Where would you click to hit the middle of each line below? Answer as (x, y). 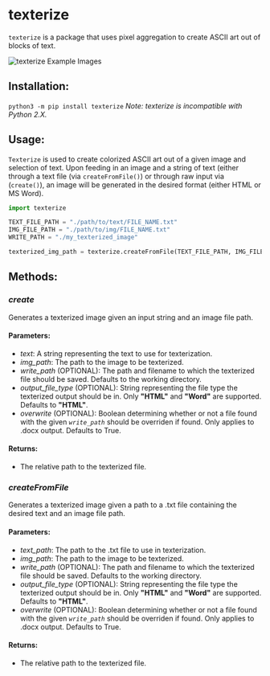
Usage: (27, 139)
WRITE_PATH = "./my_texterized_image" (73, 238)
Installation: (39, 86)
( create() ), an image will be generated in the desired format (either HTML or (135, 184)
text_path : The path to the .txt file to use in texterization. (113, 550)
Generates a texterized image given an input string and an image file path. (131, 317)
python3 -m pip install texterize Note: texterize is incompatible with (125, 105)
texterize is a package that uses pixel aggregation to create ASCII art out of (135, 37)
